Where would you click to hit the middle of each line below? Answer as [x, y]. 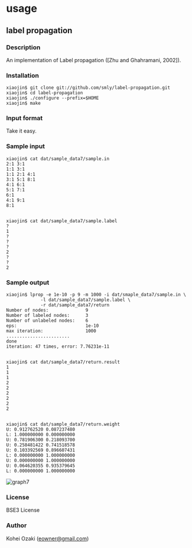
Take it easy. [22, 131]
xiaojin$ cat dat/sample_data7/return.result [63, 362]
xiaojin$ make [24, 103]
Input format [25, 118]
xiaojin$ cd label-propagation [45, 93]
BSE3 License [23, 510]
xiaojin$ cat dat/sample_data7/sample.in [58, 159]
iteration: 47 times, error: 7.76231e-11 [58, 347]
